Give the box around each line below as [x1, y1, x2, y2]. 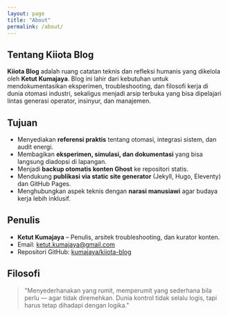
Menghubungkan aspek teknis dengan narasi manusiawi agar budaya [17, 187, 218, 195]
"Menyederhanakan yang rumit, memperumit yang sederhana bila [24, 286, 213, 294]
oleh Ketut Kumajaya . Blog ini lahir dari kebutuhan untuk [7, 74, 169, 83]
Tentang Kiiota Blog [7, 49, 94, 60]
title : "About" [7, 17, 51, 24]
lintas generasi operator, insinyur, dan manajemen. [7, 97, 151, 105]
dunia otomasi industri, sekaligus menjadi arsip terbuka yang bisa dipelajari [7, 90, 222, 98]
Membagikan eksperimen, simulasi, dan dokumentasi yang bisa [17, 150, 203, 158]
